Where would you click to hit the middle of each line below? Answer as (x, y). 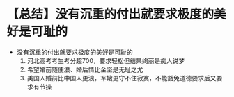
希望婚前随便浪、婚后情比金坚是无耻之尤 (85, 69)
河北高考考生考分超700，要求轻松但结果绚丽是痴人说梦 (106, 60)
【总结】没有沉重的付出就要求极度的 (110, 14)
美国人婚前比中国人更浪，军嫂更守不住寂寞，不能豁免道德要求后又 (122, 78)
